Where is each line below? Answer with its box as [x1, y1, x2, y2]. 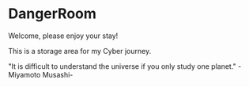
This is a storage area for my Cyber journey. [8, 46, 152, 55]
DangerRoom [8, 5, 97, 23]
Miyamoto [8, 70, 41, 79]
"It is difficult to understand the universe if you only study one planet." [8, 61, 237, 71]
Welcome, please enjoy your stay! [8, 31, 119, 40]
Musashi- [42, 70, 74, 79]
